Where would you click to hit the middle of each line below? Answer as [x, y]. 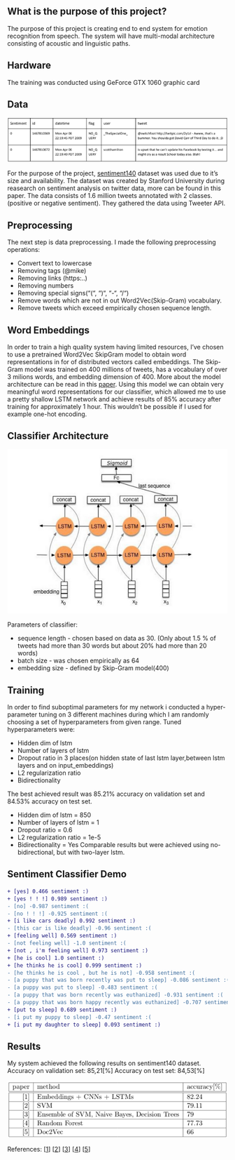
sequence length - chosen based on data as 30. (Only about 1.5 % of [117, 639]
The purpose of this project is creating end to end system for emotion [108, 28]
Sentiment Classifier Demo [67, 874]
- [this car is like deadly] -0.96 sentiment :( [79, 928]
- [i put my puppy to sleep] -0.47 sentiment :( [79, 1017]
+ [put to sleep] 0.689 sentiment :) [62, 1010]
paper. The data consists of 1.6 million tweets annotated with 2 [97, 196]
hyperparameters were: [41, 730]
